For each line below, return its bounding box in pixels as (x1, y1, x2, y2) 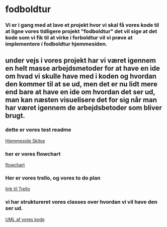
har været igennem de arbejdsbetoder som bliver (5, 103, 162, 112)
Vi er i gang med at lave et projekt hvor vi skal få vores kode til (5, 22, 159, 29)
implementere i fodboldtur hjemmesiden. (5, 40, 108, 47)
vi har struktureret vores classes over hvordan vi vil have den (5, 198, 157, 205)
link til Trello (5, 186, 30, 192)
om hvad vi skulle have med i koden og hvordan (5, 72, 157, 80)
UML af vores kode (5, 216, 45, 222)
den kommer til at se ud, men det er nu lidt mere (5, 80, 157, 88)
